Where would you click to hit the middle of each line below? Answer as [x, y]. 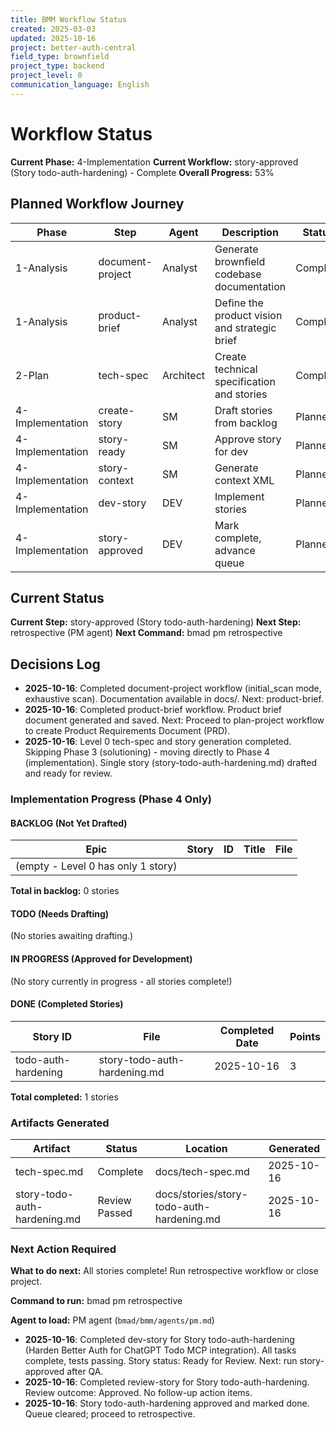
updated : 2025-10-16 [53, 38]
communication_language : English [80, 85]
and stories [241, 394]
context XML [244, 480]
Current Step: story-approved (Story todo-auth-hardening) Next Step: [156, 622]
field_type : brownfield [60, 57]
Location [206, 1149]
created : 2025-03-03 [53, 29]
